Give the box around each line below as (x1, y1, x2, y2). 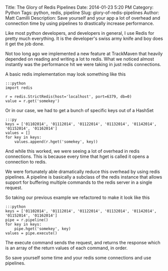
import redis (5, 85, 33, 90)
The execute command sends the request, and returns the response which (5, 240, 160, 245)
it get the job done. (5, 41, 44, 47)
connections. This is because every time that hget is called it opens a (5, 153, 149, 159)
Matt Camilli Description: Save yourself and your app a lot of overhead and (5, 15, 160, 21)
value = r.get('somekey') (5, 98, 60, 103)
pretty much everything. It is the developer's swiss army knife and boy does (5, 35, 163, 41)
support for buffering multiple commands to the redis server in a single (5, 179, 152, 185)
